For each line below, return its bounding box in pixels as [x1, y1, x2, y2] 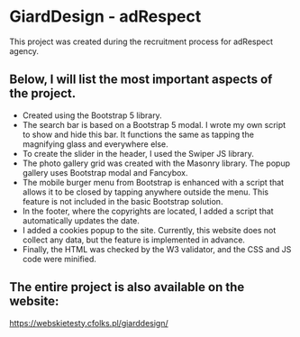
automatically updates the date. [22, 214, 140, 226]
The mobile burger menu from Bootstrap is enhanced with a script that [22, 177, 285, 187]
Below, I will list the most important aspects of [9, 72, 273, 87]
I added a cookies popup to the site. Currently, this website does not [22, 224, 277, 235]
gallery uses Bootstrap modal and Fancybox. [22, 167, 188, 178]
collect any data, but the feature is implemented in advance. [22, 234, 246, 245]
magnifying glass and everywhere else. [22, 138, 168, 150]
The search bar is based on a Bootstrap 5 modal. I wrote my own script [22, 119, 286, 130]
